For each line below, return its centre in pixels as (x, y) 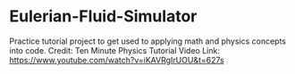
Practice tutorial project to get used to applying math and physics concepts (147, 41)
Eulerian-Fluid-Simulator (103, 16)
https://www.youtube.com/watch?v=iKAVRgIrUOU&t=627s (117, 60)
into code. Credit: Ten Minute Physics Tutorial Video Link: (115, 50)
